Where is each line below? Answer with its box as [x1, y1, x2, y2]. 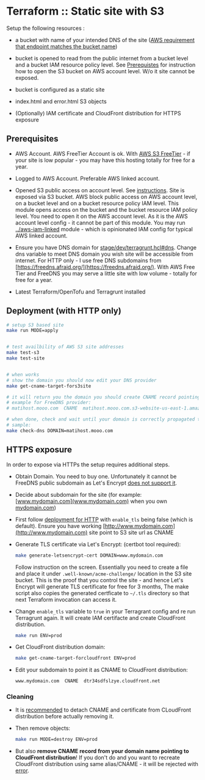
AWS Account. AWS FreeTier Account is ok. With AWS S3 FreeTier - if [15, 150, 190, 157]
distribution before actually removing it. [15, 713, 114, 720]
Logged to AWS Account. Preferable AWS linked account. [15, 175, 160, 182]
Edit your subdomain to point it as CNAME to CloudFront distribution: [15, 666, 188, 674]
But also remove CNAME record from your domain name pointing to [15, 748, 189, 755]
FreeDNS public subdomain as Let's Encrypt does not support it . [15, 479, 178, 486]
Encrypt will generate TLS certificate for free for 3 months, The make [15, 583, 189, 590]
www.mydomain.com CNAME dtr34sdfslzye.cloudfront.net [15, 678, 160, 684]
